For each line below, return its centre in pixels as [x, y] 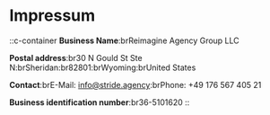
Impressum [52, 16]
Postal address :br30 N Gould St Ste [76, 57]
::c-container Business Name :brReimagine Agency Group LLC [124, 40]
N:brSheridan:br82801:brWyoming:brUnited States [103, 67]
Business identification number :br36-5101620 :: [100, 102]
